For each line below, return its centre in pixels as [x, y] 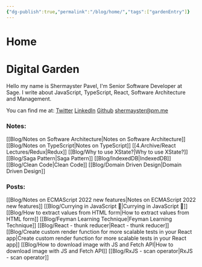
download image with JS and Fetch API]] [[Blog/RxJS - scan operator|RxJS [99, 251]
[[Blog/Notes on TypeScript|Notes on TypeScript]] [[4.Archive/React [91, 146]
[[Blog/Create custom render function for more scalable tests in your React [99, 232]
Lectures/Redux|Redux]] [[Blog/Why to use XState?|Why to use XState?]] [97, 152]
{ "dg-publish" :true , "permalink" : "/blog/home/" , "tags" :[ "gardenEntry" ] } [98, 12]
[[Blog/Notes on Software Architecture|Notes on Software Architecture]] [96, 139]
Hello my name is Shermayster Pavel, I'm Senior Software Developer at [94, 86]
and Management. [29, 99]
